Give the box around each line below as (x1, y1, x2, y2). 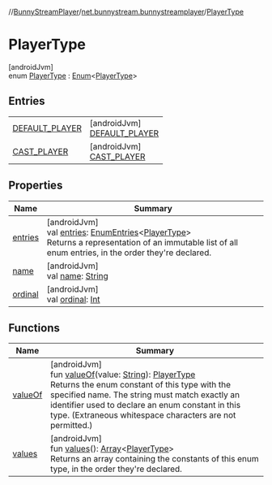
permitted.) (49, 420, 93, 431)
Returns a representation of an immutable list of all (46, 236, 239, 248)
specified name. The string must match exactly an (49, 389, 240, 401)
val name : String (46, 270, 109, 281)
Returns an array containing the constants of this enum (49, 453, 259, 465)
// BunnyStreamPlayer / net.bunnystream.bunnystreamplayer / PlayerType (8, 7, 244, 16)
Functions (8, 321, 61, 335)
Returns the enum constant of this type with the (49, 379, 232, 391)
